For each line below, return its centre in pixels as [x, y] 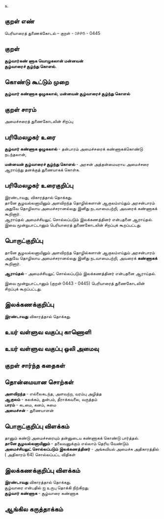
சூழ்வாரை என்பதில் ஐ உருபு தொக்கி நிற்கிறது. [47, 488]
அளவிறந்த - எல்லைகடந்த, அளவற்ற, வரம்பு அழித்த [53, 394]
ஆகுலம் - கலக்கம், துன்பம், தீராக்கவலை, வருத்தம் [51, 399]
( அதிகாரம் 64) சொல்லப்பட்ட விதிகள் [40, 455]
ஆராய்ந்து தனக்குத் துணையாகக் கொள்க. [42, 170]
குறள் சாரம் [20, 109]
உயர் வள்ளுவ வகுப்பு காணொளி [48, 332]
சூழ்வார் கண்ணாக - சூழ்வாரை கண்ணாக [41, 493]
